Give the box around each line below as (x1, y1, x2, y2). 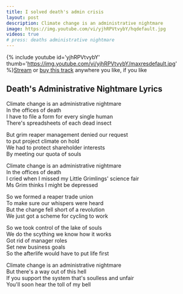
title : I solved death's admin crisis (6, 8, 104, 15)
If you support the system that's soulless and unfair (6, 274, 134, 281)
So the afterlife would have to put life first (6, 249, 109, 257)
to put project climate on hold (6, 137, 80, 145)
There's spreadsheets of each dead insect (6, 119, 112, 126)
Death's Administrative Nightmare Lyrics (6, 84, 163, 94)
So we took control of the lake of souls (6, 224, 103, 231)
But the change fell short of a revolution (6, 206, 105, 213)
